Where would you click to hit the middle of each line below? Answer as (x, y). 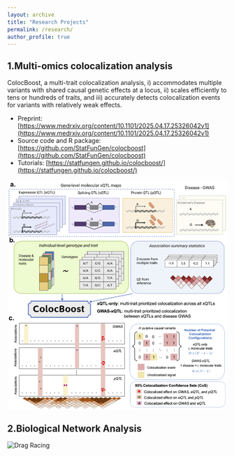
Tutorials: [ (33, 163)
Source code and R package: (59, 141)
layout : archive (31, 15)
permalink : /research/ (40, 29)
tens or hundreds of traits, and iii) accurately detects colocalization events (114, 98)
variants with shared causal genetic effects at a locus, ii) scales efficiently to (117, 90)
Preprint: (30, 119)
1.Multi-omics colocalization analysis (90, 66)
